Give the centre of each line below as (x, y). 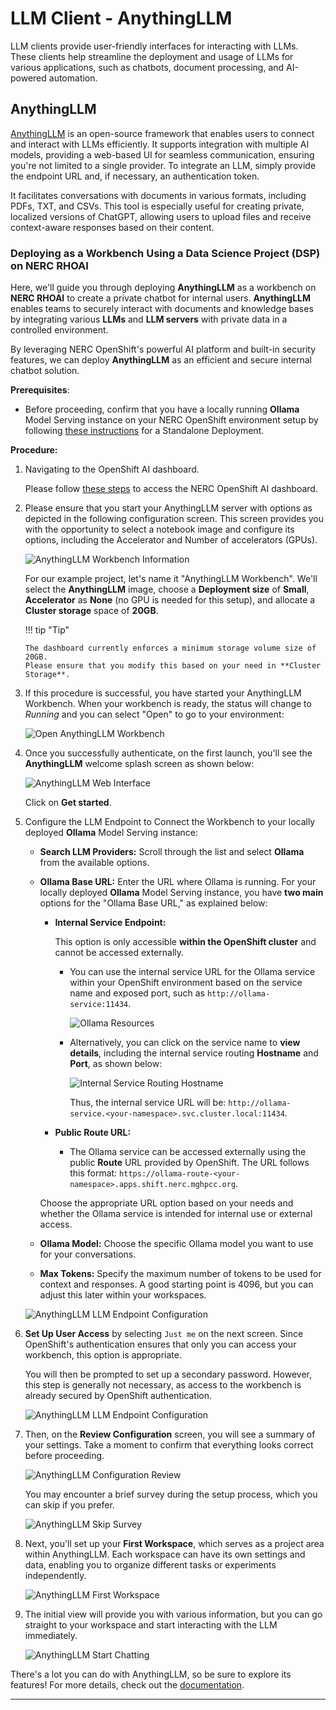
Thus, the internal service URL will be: (148, 1103)
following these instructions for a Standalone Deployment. (144, 431)
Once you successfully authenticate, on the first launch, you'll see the (168, 753)
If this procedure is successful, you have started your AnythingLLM (163, 693)
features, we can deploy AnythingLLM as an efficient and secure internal (161, 360)
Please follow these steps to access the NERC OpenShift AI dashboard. (171, 489)
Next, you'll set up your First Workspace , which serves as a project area (174, 1544)
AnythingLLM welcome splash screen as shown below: (139, 764)
